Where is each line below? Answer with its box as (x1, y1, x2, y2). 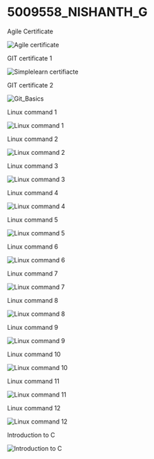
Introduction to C (7, 431, 55, 439)
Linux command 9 (7, 323, 59, 331)
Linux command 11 (7, 376, 60, 385)
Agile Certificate (7, 27, 54, 35)
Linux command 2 (7, 135, 59, 143)
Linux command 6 (7, 242, 59, 251)
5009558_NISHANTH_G (7, 4, 148, 20)
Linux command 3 (7, 161, 59, 170)
